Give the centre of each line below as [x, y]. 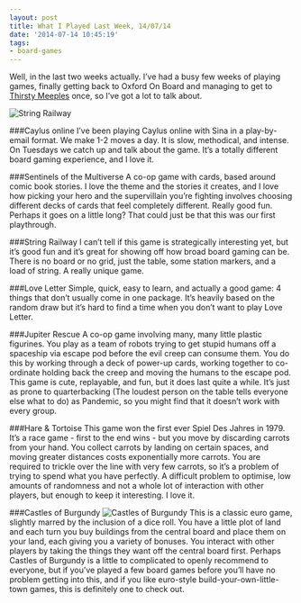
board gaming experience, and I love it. [82, 159]
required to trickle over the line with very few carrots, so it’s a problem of [144, 467]
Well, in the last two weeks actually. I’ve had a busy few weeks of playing [145, 76]
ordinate [25, 373]
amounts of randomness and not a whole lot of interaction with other [137, 486]
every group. [33, 411]
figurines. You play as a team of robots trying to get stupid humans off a [143, 344]
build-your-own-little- [239, 580]
